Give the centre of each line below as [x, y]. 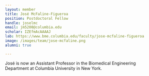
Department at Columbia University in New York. [53, 68]
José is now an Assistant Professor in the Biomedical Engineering [70, 63]
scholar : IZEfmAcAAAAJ [28, 32]
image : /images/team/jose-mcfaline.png [45, 41]
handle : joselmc [21, 23]
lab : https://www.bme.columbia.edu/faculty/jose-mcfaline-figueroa [75, 37]
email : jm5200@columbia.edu [33, 27]
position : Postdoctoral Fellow [37, 18]
